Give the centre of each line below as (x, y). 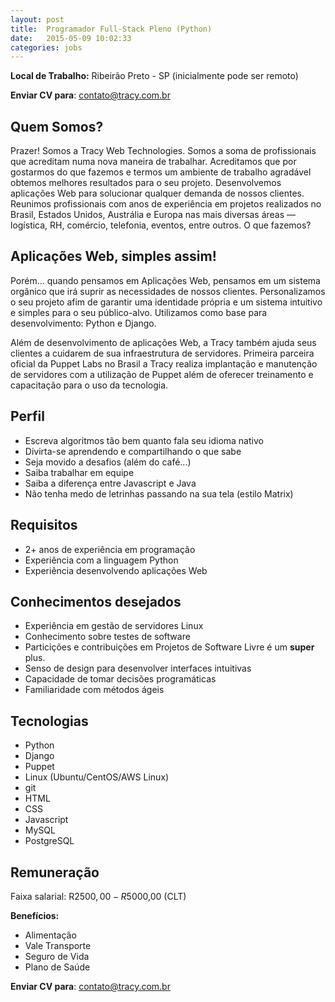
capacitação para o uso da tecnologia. (89, 385)
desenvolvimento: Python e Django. (83, 323)
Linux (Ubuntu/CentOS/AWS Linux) (97, 777)
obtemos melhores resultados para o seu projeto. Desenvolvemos (146, 183)
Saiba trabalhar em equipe (79, 472)
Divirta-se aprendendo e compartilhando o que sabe (133, 451)
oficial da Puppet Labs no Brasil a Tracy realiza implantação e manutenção (164, 363)
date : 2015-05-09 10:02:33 (71, 38)
